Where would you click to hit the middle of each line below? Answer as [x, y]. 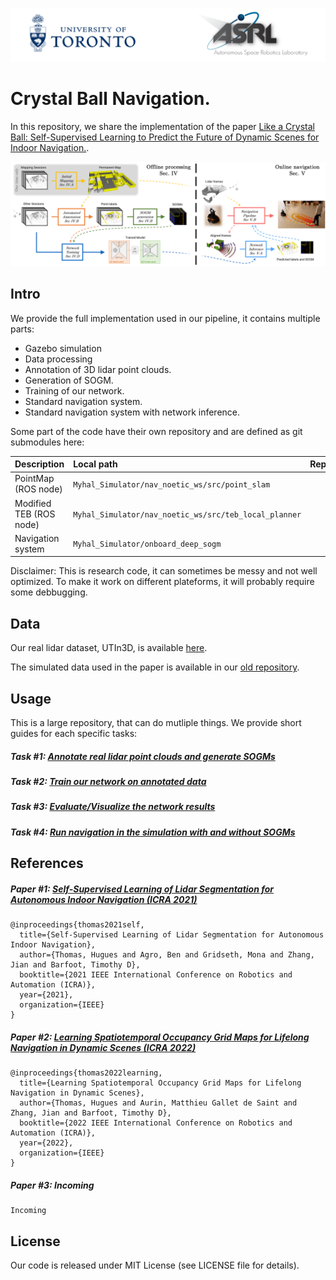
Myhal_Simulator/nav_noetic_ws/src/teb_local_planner [187, 514]
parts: [22, 329]
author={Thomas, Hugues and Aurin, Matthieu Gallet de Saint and [158, 1103]
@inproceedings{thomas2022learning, [86, 1073]
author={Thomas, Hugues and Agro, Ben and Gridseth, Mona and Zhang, [167, 955]
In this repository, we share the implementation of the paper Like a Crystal [162, 126]
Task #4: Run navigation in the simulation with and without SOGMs [153, 832]
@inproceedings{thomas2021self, [77, 925]
